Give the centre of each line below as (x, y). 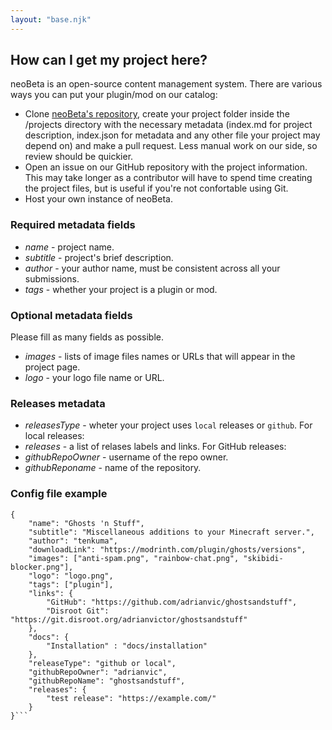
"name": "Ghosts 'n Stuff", (86, 523)
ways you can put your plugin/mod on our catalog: (114, 95)
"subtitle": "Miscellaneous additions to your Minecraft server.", (171, 532)
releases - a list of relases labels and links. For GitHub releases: (155, 447)
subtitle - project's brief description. (99, 257)
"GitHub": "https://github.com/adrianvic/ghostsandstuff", (172, 602)
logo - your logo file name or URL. (94, 378)
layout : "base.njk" (51, 19)
